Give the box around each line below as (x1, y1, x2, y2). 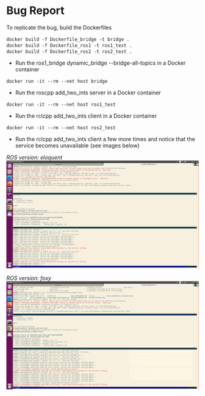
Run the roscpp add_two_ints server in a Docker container (15, 89, 162, 96)
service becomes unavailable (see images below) (15, 141, 140, 149)
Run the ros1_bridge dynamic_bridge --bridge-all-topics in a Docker (15, 59, 186, 66)
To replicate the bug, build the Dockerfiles (6, 24, 112, 31)
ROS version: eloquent (6, 154, 63, 161)
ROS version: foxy (6, 275, 52, 282)
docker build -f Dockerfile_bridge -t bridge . (6, 36, 130, 43)
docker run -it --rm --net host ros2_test (6, 124, 116, 131)
